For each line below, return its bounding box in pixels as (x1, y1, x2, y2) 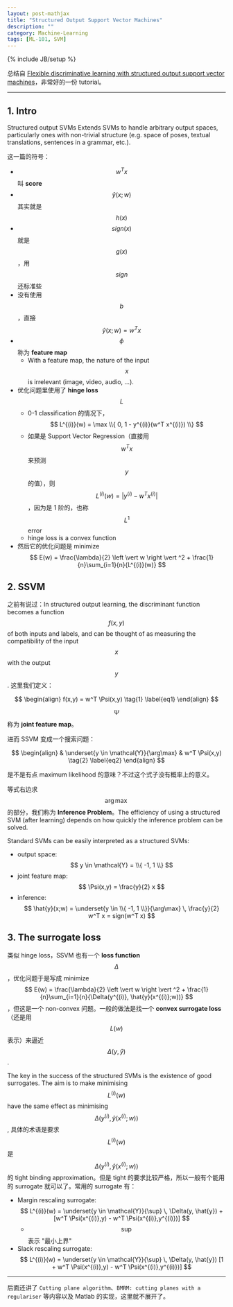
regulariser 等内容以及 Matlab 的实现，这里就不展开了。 (7, 1292, 170, 1301)
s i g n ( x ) (112, 224, 132, 232)
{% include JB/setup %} (7, 55, 76, 63)
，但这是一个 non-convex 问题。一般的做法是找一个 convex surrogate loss (7, 1004, 222, 1012)
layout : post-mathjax (7, 10, 70, 17)
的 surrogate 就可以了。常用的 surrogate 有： (7, 1182, 137, 1191)
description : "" (7, 23, 54, 30)
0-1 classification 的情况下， (27, 409, 109, 417)
